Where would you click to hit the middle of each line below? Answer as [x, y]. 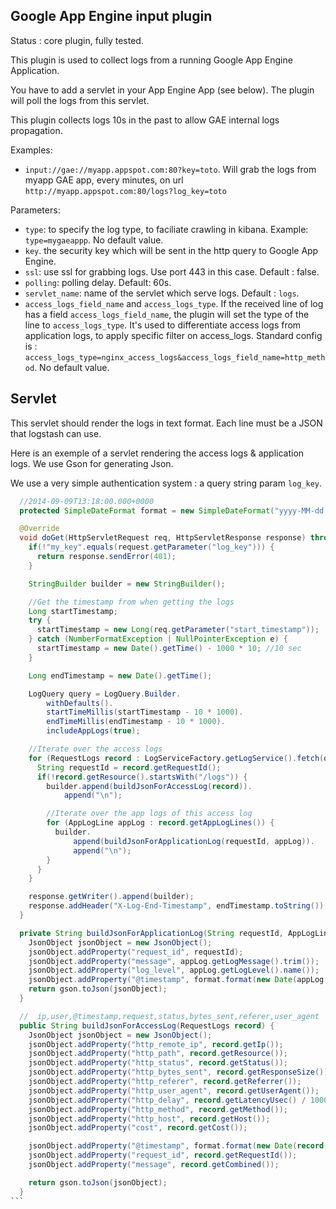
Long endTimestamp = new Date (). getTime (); [120, 675]
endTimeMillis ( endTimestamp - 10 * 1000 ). [136, 722]
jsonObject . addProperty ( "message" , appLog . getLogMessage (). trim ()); [174, 961]
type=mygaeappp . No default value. [94, 240]
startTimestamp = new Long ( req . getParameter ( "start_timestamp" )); [178, 630]
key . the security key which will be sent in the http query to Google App [171, 250]
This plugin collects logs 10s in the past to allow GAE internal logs [145, 120]
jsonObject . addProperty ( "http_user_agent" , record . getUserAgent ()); [174, 1090]
